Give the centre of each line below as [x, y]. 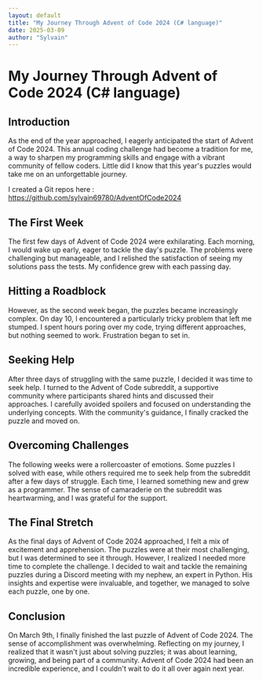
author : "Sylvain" [38, 37]
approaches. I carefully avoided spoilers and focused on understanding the [129, 404]
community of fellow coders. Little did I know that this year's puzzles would [130, 166]
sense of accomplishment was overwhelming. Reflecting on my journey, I [126, 644]
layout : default [35, 15]
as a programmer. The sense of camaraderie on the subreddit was [115, 489]
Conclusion [37, 616]
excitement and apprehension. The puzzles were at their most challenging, [129, 550]
